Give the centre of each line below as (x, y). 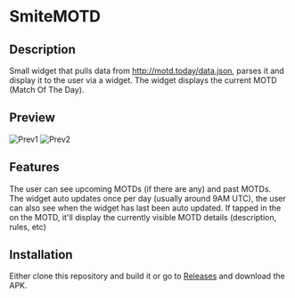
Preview (33, 118)
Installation (41, 255)
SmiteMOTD (55, 17)
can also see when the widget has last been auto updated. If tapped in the (145, 208)
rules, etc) (28, 227)
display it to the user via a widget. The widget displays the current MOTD (143, 80)
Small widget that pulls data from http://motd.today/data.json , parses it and (147, 70)
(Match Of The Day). (47, 90)
